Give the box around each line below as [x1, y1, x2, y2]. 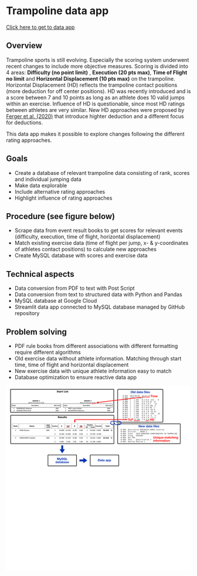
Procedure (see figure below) [6, 211, 116, 221]
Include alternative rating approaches [14, 188, 106, 195]
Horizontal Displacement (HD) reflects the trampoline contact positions [6, 81, 178, 88]
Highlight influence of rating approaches [14, 194, 113, 201]
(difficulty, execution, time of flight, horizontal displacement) [14, 233, 161, 240]
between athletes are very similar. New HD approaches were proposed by [6, 106, 185, 113]
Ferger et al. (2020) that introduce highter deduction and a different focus [6, 112, 184, 120]
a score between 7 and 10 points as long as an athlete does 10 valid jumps [6, 94, 185, 101]
